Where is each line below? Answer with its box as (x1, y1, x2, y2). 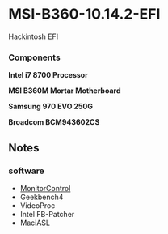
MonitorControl (19, 183, 71, 193)
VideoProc (19, 200, 56, 211)
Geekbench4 (19, 192, 64, 202)
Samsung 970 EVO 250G (8, 102, 93, 112)
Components (8, 52, 61, 63)
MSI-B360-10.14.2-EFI (8, 5, 161, 23)
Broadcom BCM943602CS (8, 117, 100, 127)
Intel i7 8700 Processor (8, 70, 89, 80)
